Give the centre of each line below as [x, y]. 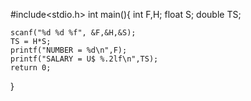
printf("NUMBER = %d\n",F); [69, 50]
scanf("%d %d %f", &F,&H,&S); [73, 33]
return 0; [31, 68]
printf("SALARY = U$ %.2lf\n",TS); [84, 59]
